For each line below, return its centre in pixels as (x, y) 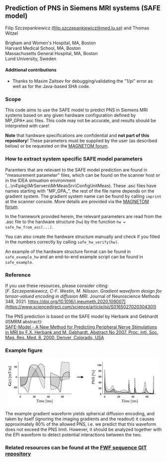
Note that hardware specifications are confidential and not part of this (77, 136)
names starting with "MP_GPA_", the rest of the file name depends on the (80, 191)
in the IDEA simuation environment (41, 180)
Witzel (12, 33)
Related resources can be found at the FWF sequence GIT (76, 448)
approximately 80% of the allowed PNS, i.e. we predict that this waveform (81, 424)
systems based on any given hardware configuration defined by (71, 115)
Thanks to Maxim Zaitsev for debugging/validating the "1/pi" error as (83, 81)
